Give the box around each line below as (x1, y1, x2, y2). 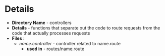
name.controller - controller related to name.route (19, 40, 121, 46)
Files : (11, 35, 25, 41)
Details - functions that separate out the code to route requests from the (11, 25, 161, 30)
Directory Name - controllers (11, 20, 72, 26)
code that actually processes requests (11, 30, 90, 36)
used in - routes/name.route (26, 46, 85, 52)
